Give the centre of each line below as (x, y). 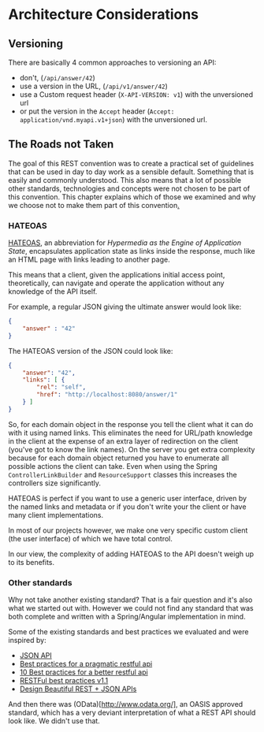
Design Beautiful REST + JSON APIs (78, 689)
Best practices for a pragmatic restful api (86, 664)
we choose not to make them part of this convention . (94, 205)
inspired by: (27, 641)
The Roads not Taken (61, 145)
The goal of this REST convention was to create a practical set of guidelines (131, 163)
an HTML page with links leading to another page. (89, 260)
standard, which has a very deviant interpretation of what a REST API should (132, 713)
